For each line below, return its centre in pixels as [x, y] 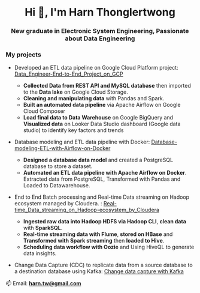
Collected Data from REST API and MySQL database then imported [107, 86]
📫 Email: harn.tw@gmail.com [43, 283]
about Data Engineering [100, 38]
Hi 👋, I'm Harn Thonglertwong [100, 12]
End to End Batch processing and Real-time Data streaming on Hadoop [102, 197]
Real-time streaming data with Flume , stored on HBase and [98, 234]
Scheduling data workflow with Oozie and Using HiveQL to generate [109, 247]
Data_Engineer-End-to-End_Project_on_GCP [69, 74]
